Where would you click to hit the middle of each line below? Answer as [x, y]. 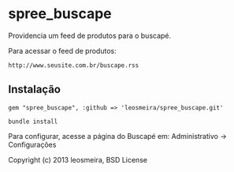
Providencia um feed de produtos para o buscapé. [90, 36]
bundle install [33, 122]
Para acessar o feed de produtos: [62, 50]
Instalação [35, 90]
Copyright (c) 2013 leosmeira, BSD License [78, 159]
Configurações [32, 144]
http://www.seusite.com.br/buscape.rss [74, 65]
